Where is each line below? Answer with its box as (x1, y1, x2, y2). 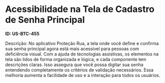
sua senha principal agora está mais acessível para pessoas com (5, 45, 139, 51)
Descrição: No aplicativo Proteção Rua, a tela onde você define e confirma (5, 40, 159, 46)
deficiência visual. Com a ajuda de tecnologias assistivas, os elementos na (5, 51, 159, 57)
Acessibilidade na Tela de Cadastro (5, 3, 155, 15)
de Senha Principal (5, 14, 85, 25)
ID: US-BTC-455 (5, 30, 40, 36)
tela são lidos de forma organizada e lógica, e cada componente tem (5, 56, 146, 62)
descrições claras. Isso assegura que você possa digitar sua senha (5, 61, 143, 67)
